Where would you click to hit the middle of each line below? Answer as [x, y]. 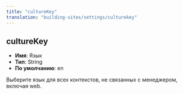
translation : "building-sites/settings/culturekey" [72, 17]
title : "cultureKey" [32, 12]
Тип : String [29, 62]
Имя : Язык [28, 56]
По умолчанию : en [39, 68]
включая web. [24, 86]
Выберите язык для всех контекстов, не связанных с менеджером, [92, 80]
